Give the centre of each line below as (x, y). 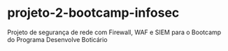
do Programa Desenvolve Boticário (57, 39)
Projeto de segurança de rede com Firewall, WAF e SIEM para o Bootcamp (114, 32)
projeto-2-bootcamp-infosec (93, 13)
